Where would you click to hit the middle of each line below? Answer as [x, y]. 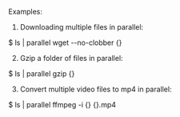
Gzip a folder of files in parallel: [71, 58]
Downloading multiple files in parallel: [82, 27]
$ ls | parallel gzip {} [42, 74]
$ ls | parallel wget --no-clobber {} [65, 42]
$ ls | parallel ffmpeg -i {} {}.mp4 [62, 105]
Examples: [25, 12]
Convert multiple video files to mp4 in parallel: [96, 89]
